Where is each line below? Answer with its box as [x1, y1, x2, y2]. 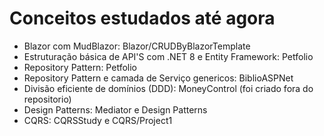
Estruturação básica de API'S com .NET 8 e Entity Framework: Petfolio [23, 50, 314, 62]
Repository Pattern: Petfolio [23, 61, 137, 73]
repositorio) [23, 93, 72, 105]
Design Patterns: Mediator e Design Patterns [23, 103, 208, 116]
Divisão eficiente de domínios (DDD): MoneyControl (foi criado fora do [23, 82, 314, 94]
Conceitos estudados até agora [9, 7, 276, 30]
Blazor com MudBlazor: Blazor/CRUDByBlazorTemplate [23, 40, 251, 52]
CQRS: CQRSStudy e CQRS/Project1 [23, 114, 173, 126]
